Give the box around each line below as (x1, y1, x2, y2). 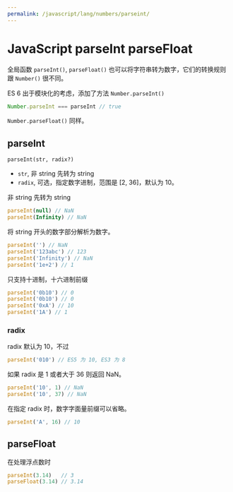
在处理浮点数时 (7, 457, 51, 466)
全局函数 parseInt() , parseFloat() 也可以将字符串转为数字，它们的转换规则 (7, 65, 227, 73)
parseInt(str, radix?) (7, 156, 74, 163)
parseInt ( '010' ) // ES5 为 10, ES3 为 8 (7, 356, 126, 364)
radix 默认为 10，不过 (7, 342, 69, 351)
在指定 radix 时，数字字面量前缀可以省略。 (7, 404, 131, 413)
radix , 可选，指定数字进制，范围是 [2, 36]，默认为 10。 (17, 178, 179, 187)
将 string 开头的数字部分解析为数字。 (7, 227, 114, 236)
